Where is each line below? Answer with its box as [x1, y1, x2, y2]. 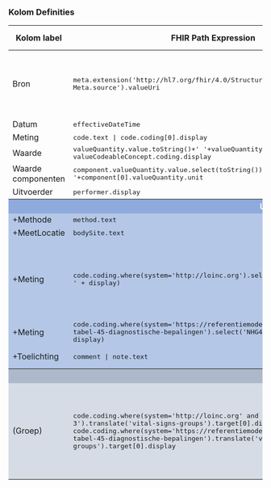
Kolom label [15, 32, 62, 44]
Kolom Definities [8, 6, 75, 18]
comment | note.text [73, 352, 148, 361]
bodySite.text [73, 229, 125, 237]
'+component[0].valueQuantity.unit [73, 173, 204, 182]
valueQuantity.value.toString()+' [73, 145, 200, 154]
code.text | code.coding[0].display [73, 133, 208, 141]
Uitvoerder [12, 187, 53, 198]
